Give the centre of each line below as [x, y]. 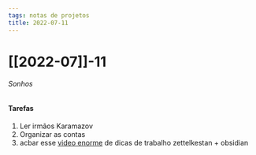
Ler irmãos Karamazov [56, 126]
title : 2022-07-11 [38, 23]
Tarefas [21, 108]
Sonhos [20, 84]
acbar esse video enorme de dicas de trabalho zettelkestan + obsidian [134, 142]
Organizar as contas [52, 134]
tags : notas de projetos [49, 15]
